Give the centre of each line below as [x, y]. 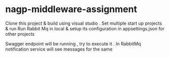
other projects [20, 34]
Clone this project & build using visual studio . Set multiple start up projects [84, 23]
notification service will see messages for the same [59, 49]
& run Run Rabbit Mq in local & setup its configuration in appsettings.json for [85, 28]
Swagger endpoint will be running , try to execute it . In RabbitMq [73, 43]
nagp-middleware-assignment [71, 9]
